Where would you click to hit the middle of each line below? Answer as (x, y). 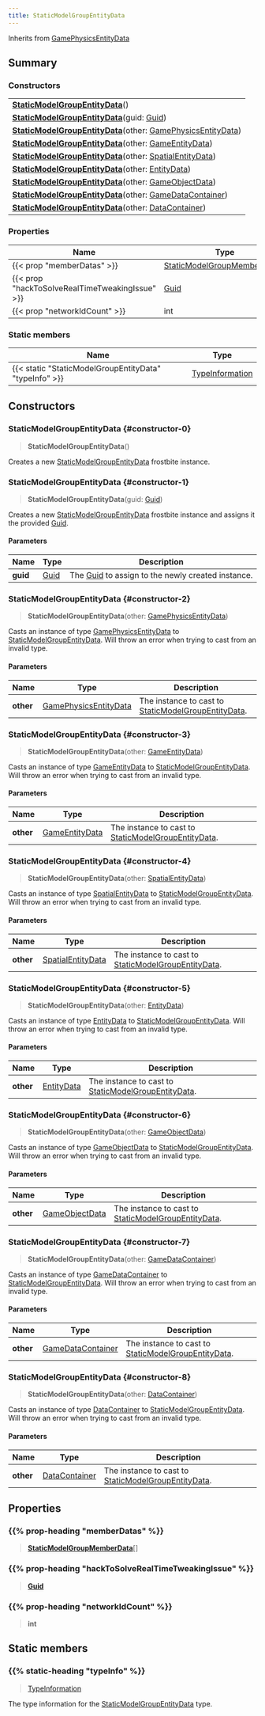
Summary (33, 63)
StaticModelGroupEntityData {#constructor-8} (100, 1377)
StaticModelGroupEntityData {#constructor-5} (99, 988)
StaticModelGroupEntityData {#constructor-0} (100, 429)
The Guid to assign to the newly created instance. (161, 575)
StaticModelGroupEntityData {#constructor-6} (100, 1115)
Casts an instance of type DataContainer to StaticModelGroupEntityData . (127, 1410)
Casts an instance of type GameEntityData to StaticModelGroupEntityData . (129, 767)
